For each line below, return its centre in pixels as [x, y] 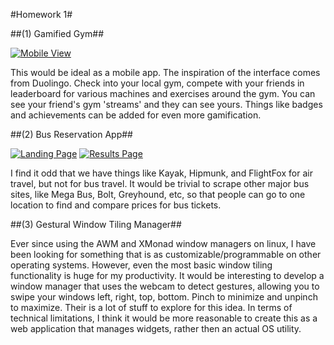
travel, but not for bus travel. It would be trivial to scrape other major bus [160, 183]
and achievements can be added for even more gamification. [136, 115]
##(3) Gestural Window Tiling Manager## [96, 224]
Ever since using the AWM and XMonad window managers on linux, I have [163, 243]
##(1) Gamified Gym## [57, 33]
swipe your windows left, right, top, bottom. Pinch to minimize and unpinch [164, 297]
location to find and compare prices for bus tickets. [116, 205]
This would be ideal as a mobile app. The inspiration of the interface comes [165, 72]
